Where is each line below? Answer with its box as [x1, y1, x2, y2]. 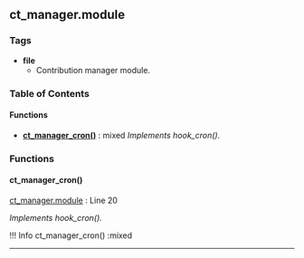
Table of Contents [9, 87, 90, 100]
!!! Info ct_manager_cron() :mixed [9, 230, 133, 241]
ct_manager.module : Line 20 [9, 195, 118, 205]
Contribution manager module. [35, 64, 151, 75]
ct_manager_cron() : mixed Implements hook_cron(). [22, 129, 221, 140]
